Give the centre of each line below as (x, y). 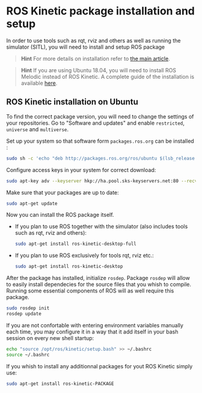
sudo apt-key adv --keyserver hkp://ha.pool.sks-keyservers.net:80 (93, 181)
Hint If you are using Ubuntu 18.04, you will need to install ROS (98, 70)
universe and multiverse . (38, 129)
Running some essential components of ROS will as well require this (90, 291)
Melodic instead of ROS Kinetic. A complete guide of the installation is (107, 76)
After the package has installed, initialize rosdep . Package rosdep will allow (98, 278)
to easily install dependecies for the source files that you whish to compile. (99, 285)
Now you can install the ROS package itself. (60, 215)
